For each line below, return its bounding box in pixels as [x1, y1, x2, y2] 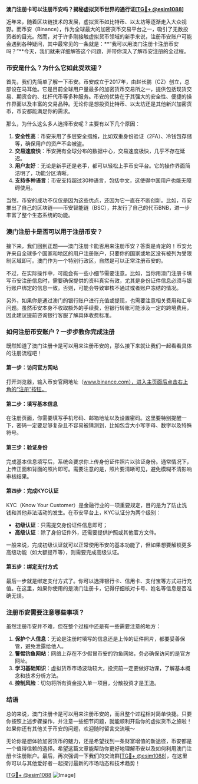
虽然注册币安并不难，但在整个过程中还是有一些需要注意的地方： [6, 623, 161, 630]
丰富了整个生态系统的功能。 [6, 211, 74, 219]
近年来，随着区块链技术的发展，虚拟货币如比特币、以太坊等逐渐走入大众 [6, 18, 181, 25]
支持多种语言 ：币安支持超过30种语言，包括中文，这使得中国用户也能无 [14, 177, 187, 184]
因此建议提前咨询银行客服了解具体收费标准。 [6, 312, 115, 319]
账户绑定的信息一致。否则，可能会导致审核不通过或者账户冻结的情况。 [11, 284, 181, 291]
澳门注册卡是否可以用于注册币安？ [6, 228, 103, 236]
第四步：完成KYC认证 [6, 487, 59, 494]
